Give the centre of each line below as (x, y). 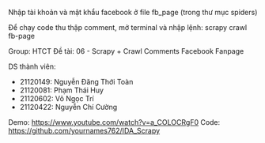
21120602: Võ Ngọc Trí (57, 98)
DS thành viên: (32, 66)
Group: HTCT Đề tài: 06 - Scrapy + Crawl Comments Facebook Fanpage (126, 51)
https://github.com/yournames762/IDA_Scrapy (84, 131)
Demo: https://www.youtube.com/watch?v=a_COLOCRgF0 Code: (114, 122)
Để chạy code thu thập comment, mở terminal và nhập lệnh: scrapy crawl (128, 27)
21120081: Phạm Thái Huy (62, 90)
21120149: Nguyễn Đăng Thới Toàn (76, 82)
